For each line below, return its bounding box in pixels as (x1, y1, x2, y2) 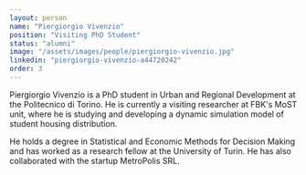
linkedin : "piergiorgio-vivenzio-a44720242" (9, 56, 182, 65)
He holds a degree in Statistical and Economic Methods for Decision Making (9, 136, 296, 147)
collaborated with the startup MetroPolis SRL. (9, 155, 180, 166)
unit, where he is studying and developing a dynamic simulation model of (9, 108, 285, 119)
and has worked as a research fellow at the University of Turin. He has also (9, 145, 292, 156)
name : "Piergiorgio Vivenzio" (9, 22, 125, 31)
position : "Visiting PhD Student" (9, 30, 142, 39)
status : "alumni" (9, 38, 76, 48)
